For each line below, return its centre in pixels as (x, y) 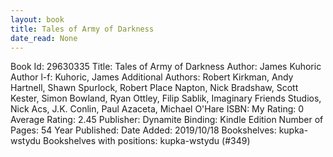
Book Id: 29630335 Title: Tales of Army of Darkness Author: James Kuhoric (166, 67)
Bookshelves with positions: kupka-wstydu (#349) (147, 141)
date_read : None (44, 38)
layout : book (37, 19)
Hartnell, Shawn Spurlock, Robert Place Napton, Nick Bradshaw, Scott (154, 88)
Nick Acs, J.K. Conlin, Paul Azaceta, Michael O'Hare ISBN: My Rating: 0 (157, 109)
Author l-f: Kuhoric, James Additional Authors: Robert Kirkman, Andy (152, 77)
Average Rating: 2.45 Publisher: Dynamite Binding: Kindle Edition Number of (167, 120)
